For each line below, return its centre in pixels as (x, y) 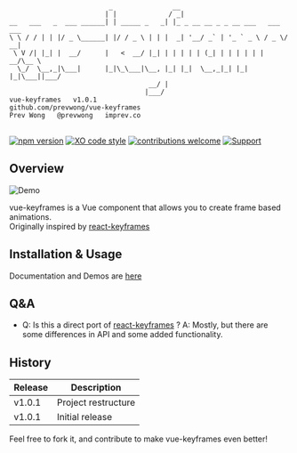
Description (96, 388)
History (30, 363)
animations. (30, 216)
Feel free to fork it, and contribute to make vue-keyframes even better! (139, 439)
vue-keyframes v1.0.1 (53, 100)
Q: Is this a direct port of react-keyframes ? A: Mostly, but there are (145, 325)
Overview (37, 169)
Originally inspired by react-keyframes (80, 226)
